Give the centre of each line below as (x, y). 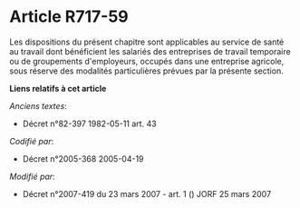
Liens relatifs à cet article (58, 88)
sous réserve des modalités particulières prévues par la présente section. (146, 71)
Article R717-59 (69, 17)
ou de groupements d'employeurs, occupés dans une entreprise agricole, (147, 61)
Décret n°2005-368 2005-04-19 (83, 158)
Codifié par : (32, 141)
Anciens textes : (39, 105)
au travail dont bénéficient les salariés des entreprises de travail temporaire (150, 51)
